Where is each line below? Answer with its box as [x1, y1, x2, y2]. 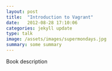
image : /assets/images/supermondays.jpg [6, 36, 107, 42]
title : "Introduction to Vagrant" [6, 14, 94, 20]
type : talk [6, 31, 33, 37]
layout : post [6, 8, 38, 15]
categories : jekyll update [6, 25, 73, 31]
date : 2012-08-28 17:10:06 [6, 20, 78, 25]
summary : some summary [6, 42, 62, 48]
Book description [6, 57, 48, 65]
